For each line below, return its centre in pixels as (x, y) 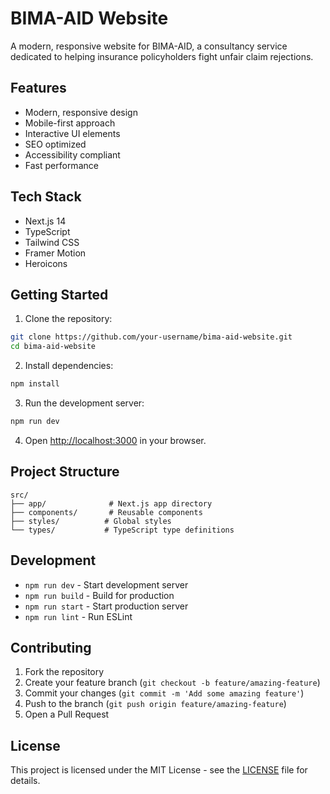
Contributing (51, 647)
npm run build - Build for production (99, 595)
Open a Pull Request (67, 714)
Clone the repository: (68, 319)
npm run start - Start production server (106, 606)
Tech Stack (46, 197)
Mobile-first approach (70, 123)
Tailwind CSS (52, 242)
